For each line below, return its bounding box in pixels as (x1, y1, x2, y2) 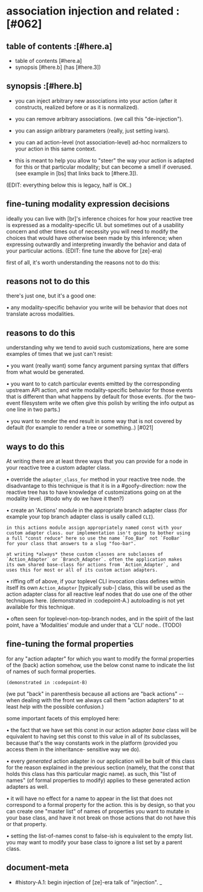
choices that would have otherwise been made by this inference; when (6, 234, 182, 241)
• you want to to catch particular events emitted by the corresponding (6, 380, 180, 387)
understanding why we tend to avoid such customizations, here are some (6, 344, 189, 351)
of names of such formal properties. (6, 668, 96, 675)
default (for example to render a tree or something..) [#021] (6, 424, 154, 431)
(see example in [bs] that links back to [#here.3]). (14, 169, 138, 176)
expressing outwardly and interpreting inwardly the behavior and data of (6, 241, 187, 248)
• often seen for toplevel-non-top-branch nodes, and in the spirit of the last (6, 615, 195, 622)
